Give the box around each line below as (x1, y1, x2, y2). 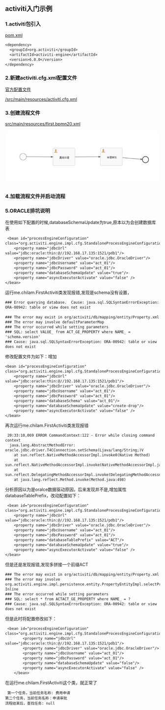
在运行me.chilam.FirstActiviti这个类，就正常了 (5, 680, 97, 686)
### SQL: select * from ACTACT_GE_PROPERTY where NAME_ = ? (5, 597, 131, 602)
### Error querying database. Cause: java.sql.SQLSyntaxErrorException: (5, 300, 160, 305)
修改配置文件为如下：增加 (5, 354, 57, 359)
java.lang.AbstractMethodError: (9, 443, 76, 448)
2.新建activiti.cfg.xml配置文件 (5, 74, 78, 81)
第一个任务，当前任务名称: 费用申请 (7, 691, 70, 696)
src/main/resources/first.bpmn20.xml (5, 121, 81, 127)
